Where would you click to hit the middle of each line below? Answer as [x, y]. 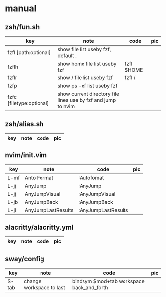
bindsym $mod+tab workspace [108, 281]
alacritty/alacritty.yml [39, 228]
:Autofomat [91, 178]
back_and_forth [90, 288]
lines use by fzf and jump [87, 100]
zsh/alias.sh [24, 124]
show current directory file [88, 94]
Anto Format [39, 178]
